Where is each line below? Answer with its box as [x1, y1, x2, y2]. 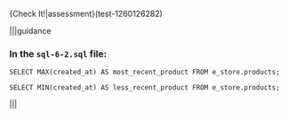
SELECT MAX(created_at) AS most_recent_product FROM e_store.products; [9, 67, 280, 77]
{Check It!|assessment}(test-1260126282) [9, 9, 163, 19]
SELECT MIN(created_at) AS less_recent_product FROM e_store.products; [9, 83, 280, 92]
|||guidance [9, 26, 52, 35]
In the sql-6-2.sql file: [9, 47, 108, 59]
